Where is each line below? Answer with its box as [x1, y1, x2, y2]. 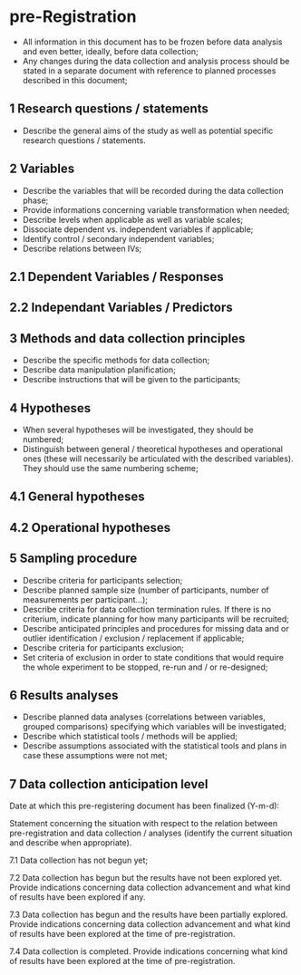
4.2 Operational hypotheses [9, 519, 171, 536]
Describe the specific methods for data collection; [22, 355, 210, 366]
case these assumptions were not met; [22, 750, 168, 761]
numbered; [22, 433, 64, 445]
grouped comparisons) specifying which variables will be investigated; [22, 721, 287, 732]
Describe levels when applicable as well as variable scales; [22, 214, 244, 225]
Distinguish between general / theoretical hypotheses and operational [22, 443, 284, 454]
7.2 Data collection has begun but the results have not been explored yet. [9, 873, 283, 883]
